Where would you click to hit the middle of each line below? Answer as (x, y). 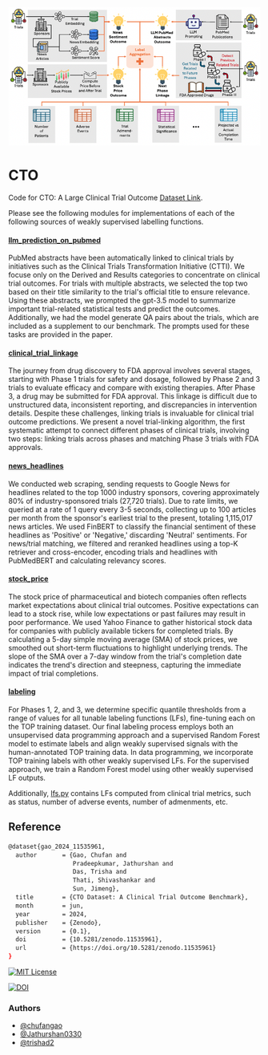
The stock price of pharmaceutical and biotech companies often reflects (128, 596)
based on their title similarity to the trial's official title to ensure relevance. (129, 292)
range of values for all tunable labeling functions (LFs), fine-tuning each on (132, 718)
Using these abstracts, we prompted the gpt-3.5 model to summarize (122, 301)
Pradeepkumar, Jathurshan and (123, 863)
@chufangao (41, 1025)
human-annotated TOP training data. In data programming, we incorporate (131, 752)
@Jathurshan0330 (51, 1034)
